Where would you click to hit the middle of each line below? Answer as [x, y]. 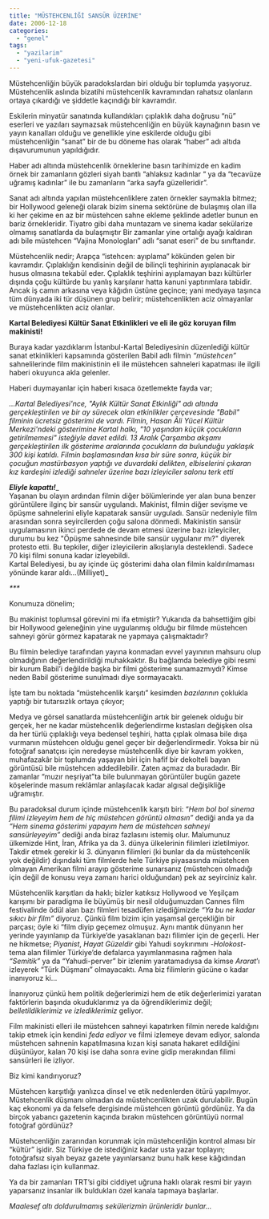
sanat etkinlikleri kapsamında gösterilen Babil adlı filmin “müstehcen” [123, 355]
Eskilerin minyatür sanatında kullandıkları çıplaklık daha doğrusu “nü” [122, 115]
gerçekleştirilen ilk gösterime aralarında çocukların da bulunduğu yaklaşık [132, 446]
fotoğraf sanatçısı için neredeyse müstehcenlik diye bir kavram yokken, [126, 751]
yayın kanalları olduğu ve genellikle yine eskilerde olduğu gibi [110, 132]
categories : [29, 30]
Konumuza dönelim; [42, 603]
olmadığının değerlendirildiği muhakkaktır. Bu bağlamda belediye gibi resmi [132, 660]
